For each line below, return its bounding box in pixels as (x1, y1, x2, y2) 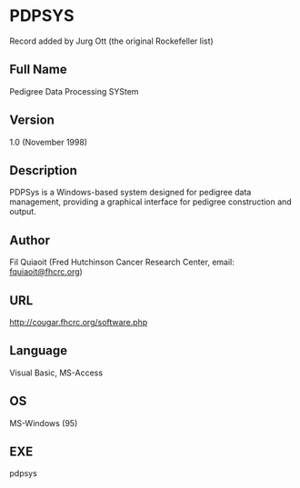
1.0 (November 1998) (9, 136, 88, 147)
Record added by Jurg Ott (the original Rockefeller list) (9, 35, 214, 46)
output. (9, 206, 36, 217)
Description (9, 163, 77, 178)
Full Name (9, 62, 67, 77)
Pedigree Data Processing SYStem (9, 85, 139, 96)
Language (9, 343, 68, 359)
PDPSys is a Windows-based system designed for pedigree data (9, 187, 252, 198)
